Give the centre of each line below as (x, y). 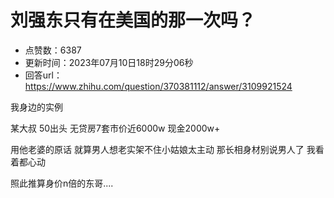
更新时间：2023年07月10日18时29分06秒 (109, 62)
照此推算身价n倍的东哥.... (62, 183)
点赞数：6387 (53, 50)
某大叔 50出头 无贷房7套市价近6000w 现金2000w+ (115, 128)
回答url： (43, 75)
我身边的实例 (36, 107)
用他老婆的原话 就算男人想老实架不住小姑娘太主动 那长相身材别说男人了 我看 (167, 149)
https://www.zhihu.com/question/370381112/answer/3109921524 (158, 86)
